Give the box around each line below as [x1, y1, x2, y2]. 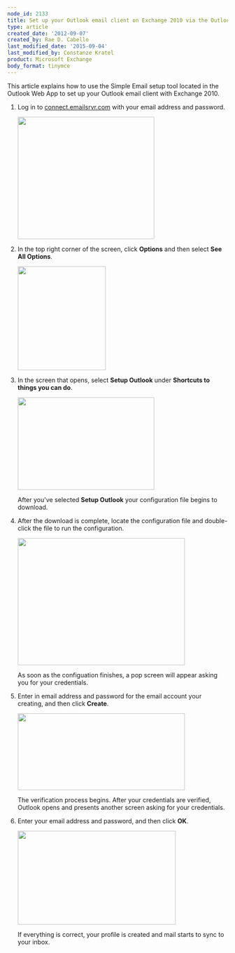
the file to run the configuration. [32, 524, 124, 532]
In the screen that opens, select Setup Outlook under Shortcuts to [17, 376, 211, 384]
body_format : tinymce [7, 62, 71, 69]
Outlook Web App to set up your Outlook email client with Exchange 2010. [7, 89, 220, 97]
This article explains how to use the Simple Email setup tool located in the [7, 81, 219, 90]
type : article [7, 23, 49, 30]
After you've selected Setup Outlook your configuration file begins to [17, 495, 218, 503]
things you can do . [17, 383, 73, 391]
